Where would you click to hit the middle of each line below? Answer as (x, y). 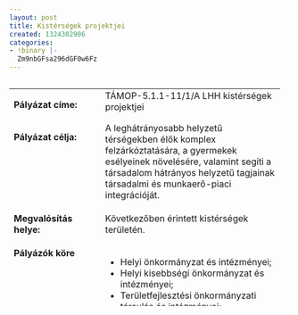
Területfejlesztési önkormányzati (188, 295)
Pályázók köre (45, 253)
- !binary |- (33, 51)
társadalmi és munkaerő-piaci (168, 184)
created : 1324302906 (48, 34)
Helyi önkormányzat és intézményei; (196, 262)
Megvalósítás (43, 218)
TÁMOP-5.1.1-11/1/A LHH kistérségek (188, 96)
